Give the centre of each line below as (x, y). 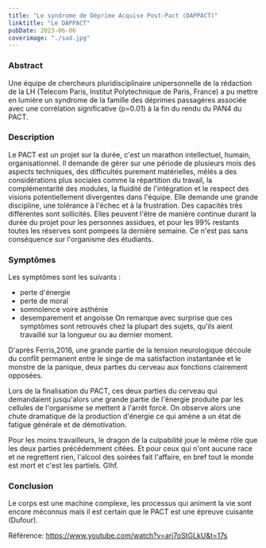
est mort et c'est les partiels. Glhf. (64, 465)
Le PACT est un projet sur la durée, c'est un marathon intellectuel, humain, (130, 154)
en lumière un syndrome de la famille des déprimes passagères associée (127, 99)
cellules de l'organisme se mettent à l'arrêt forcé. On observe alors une (124, 408)
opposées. (26, 375)
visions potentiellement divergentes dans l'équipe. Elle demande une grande (133, 196)
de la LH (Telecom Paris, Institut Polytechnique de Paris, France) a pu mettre (133, 91)
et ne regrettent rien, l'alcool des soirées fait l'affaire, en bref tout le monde (131, 457)
